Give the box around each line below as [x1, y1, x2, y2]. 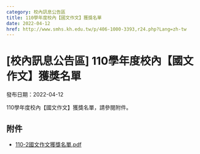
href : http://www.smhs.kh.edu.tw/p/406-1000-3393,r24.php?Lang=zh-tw [6, 26, 187, 32]
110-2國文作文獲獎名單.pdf [15, 141, 82, 148]
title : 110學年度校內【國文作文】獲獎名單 [6, 15, 102, 21]
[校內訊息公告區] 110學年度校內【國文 [6, 54, 194, 68]
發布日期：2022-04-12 [6, 91, 64, 98]
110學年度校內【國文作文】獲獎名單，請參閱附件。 [6, 104, 132, 111]
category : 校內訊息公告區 [6, 9, 66, 15]
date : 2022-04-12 [6, 20, 51, 26]
